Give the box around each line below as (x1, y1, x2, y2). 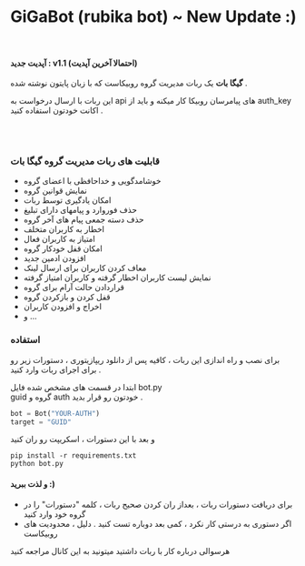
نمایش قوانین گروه (23, 185, 87, 197)
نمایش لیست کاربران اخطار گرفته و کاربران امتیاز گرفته (23, 272, 212, 283)
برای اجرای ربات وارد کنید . (10, 364, 102, 375)
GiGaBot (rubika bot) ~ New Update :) (10, 6, 297, 27)
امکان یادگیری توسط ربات (23, 195, 112, 206)
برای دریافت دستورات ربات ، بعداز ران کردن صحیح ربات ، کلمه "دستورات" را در (23, 499, 293, 510)
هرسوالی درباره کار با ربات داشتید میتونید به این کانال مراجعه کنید (10, 545, 231, 556)
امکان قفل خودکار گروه (23, 243, 103, 254)
